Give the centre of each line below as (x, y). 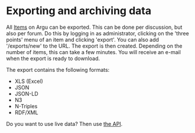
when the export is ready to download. (53, 58)
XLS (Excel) (29, 81)
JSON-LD (26, 94)
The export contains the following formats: (58, 69)
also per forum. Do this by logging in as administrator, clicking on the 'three (97, 33)
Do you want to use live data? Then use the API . (64, 124)
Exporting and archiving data (79, 11)
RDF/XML (26, 112)
